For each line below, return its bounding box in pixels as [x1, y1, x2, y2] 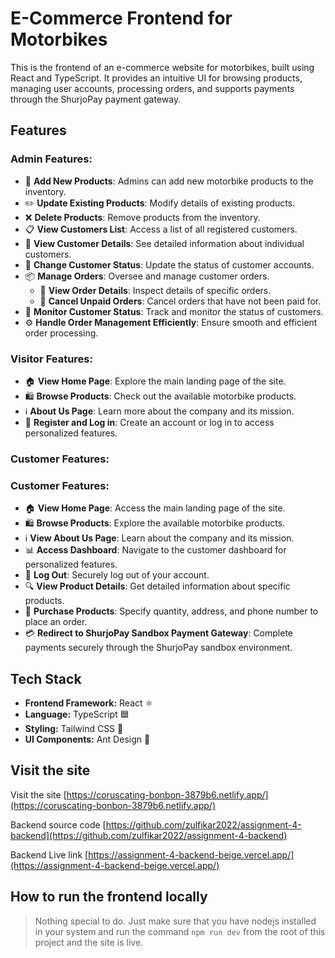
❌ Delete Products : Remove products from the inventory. [24, 211, 261, 223]
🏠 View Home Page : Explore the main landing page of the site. [24, 375, 287, 387]
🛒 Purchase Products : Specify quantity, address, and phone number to [24, 605, 319, 617]
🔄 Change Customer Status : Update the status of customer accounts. [24, 258, 315, 271]
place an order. [24, 616, 88, 628]
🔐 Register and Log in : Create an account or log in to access [24, 416, 275, 428]
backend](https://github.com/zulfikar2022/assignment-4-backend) [10, 829, 288, 841]
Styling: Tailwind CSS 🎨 [24, 722, 124, 734]
